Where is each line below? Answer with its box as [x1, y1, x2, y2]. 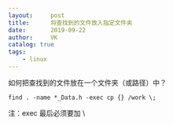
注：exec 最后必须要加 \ [8, 108, 86, 118]
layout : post [8, 11, 65, 20]
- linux [22, 56, 47, 64]
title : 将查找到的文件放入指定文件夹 [8, 19, 133, 27]
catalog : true [8, 41, 55, 49]
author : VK [8, 33, 58, 42]
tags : [8, 48, 26, 56]
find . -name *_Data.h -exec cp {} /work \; [8, 94, 156, 101]
